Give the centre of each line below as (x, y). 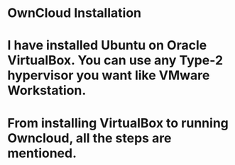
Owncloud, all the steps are (89, 138)
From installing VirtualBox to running (118, 123)
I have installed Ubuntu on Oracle (107, 46)
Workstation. (47, 91)
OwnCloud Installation (75, 13)
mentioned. (42, 153)
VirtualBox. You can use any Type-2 (115, 61)
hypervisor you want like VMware (109, 75)
